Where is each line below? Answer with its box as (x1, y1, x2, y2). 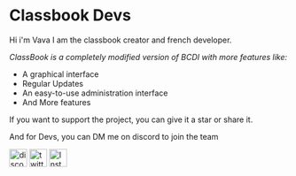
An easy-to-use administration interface (21, 88, 168, 98)
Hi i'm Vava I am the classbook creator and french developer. (9, 34, 232, 45)
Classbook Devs (9, 5, 131, 26)
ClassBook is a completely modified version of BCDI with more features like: (9, 51, 288, 62)
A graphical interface (21, 68, 99, 80)
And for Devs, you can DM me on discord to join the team (9, 131, 219, 142)
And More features (21, 96, 91, 107)
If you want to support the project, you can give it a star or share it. (9, 114, 253, 125)
